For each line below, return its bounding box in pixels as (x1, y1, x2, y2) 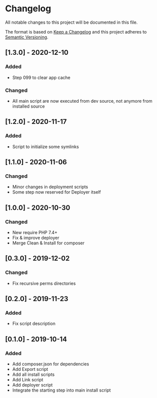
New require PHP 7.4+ (12, 229, 58, 235)
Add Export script (12, 366, 48, 372)
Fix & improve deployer (12, 235, 59, 240)
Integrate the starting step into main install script (12, 387, 111, 393)
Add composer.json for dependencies (12, 361, 89, 367)
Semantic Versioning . (5, 34, 48, 40)
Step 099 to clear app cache (12, 75, 71, 80)
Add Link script (12, 377, 43, 383)
